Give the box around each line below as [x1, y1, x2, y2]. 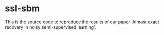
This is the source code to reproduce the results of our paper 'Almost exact [5, 19, 159, 25]
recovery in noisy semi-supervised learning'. [5, 24, 96, 30]
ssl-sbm [5, 3, 40, 14]
